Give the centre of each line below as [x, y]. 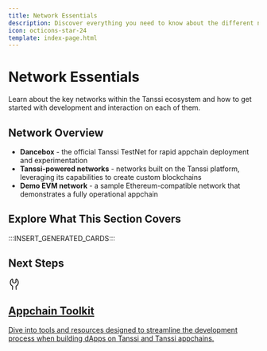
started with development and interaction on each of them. [104, 107]
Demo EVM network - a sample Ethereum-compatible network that [130, 185]
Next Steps [36, 263]
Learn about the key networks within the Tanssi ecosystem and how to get [130, 99]
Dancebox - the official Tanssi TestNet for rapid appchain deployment [134, 152]
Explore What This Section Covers [95, 219]
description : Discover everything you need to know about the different [131, 23]
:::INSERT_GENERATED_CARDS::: [62, 238]
